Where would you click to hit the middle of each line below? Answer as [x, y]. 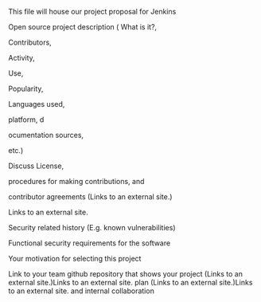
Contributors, [30, 42]
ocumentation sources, [46, 135]
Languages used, [37, 104]
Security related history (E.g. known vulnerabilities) [92, 227]
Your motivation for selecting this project [75, 259]
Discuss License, [36, 166]
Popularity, [26, 88]
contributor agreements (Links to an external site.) [90, 197]
